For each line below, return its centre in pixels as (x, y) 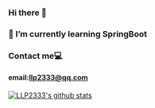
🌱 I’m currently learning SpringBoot (77, 33)
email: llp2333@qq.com (48, 78)
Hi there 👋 (28, 13)
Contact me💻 (35, 56)
